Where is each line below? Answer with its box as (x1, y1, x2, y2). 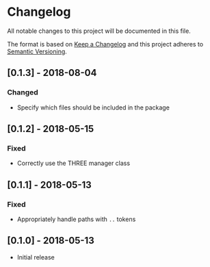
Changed (7, 88, 39, 97)
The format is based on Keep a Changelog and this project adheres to (7, 40, 204, 48)
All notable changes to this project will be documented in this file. (7, 27, 192, 35)
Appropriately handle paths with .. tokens (16, 215, 136, 223)
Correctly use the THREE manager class (16, 159, 131, 168)
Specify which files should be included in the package (16, 103, 170, 112)
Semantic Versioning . (7, 47, 67, 55)
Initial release (16, 253, 55, 261)
